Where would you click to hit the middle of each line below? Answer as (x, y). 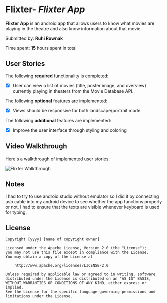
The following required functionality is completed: (57, 76)
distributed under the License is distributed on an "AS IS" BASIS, (78, 279)
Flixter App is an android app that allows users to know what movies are (80, 23)
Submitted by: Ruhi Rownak (34, 38)
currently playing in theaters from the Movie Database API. (73, 91)
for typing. (16, 212)
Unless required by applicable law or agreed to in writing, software (80, 274)
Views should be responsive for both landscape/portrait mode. (77, 110)
